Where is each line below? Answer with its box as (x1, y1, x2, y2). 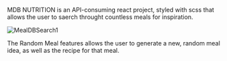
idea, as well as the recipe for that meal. (7, 47, 120, 54)
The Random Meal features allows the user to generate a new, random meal (7, 39, 221, 47)
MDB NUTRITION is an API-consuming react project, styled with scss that (7, 6, 215, 14)
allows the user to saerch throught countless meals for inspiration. (7, 13, 193, 21)
